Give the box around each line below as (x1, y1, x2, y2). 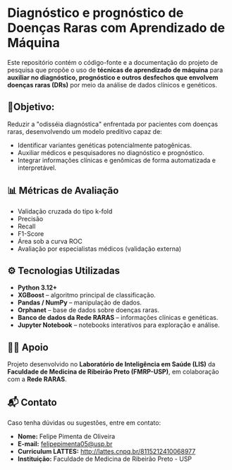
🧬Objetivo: (7, 101, 55, 113)
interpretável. (17, 163, 56, 172)
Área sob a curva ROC (17, 237, 83, 245)
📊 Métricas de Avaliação (7, 185, 119, 197)
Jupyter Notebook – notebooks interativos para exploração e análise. (17, 321, 220, 329)
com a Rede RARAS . (7, 375, 67, 383)
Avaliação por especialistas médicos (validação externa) (17, 245, 182, 253)
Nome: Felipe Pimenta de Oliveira (17, 432, 116, 440)
